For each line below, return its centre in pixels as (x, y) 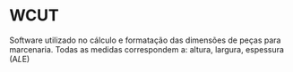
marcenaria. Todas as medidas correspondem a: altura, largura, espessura (147, 49)
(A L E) (20, 59)
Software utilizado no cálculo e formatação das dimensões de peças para (145, 40)
